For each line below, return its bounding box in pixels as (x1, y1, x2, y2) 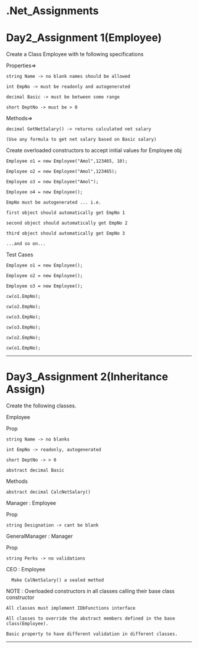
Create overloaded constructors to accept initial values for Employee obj (6, 147, 182, 154)
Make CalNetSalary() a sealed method (11, 577, 104, 583)
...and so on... (6, 241, 46, 247)
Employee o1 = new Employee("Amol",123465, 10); (6, 158, 128, 165)
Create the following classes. (6, 402, 77, 409)
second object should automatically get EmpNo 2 (6, 220, 128, 226)
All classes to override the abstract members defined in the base (6, 616, 176, 621)
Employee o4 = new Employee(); (6, 189, 83, 195)
